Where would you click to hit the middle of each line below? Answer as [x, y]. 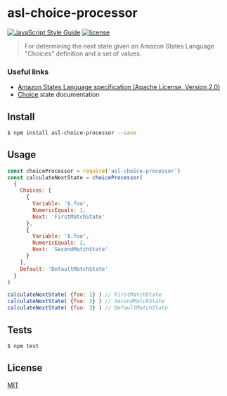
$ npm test [23, 346]
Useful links [28, 72]
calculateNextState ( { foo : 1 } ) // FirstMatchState [84, 295]
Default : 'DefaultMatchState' [64, 269]
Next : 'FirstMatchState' [69, 217]
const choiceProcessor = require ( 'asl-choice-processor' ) [94, 171]
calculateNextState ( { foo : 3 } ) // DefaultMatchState [88, 308]
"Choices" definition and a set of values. [83, 53]
